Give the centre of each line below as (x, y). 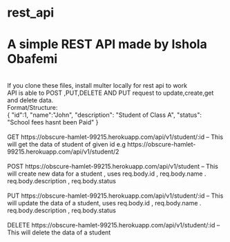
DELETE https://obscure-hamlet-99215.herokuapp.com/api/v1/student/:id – (114, 225)
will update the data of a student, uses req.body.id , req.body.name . (104, 203)
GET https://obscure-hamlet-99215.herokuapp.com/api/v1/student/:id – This (115, 137)
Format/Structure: (32, 108)
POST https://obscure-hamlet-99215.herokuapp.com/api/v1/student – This (113, 167)
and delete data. (30, 100)
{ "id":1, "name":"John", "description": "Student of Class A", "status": (105, 115)
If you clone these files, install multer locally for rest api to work (97, 86)
